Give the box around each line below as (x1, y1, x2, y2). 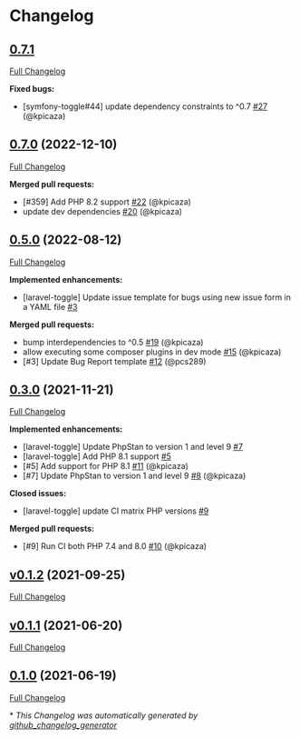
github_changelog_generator (9, 719, 118, 730)
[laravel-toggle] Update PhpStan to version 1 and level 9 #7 (22, 442, 243, 453)
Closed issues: (9, 488, 67, 499)
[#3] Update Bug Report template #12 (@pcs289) (22, 355, 207, 366)
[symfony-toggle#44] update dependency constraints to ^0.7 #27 (22, 101, 268, 112)
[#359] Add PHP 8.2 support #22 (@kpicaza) (22, 196, 192, 207)
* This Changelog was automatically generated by (9, 710, 198, 721)
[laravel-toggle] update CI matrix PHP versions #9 (22, 505, 209, 516)
